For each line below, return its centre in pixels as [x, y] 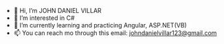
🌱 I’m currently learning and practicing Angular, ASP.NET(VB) [100, 25]
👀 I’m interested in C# [44, 18]
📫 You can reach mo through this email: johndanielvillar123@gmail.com [115, 33]
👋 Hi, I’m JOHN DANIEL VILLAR [57, 11]
